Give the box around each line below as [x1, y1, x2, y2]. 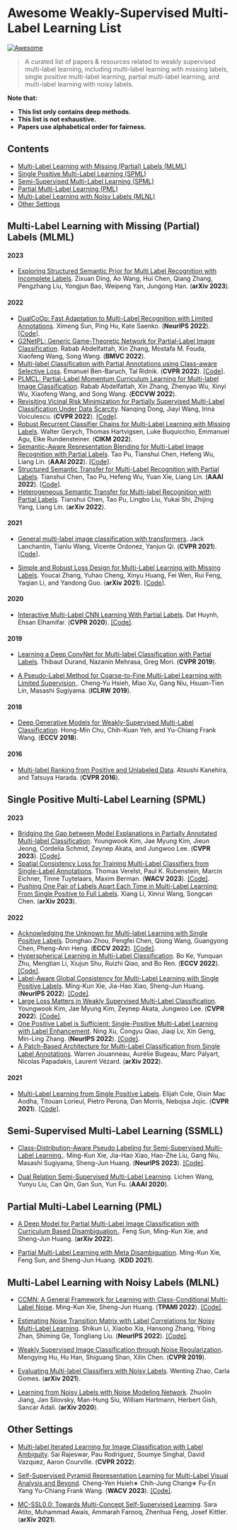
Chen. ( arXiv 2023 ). [17, 897, 77, 906]
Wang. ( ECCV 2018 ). [17, 733, 79, 742]
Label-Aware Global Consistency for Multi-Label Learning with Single [17, 974, 219, 983]
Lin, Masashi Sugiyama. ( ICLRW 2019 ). [17, 686, 132, 695]
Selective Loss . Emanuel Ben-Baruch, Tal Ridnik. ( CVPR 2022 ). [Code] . [17, 367, 226, 375]
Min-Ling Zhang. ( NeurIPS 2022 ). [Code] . [17, 1035, 140, 1043]
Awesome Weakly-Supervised [7, 5, 190, 21]
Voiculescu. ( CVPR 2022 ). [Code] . [17, 412, 119, 420]
